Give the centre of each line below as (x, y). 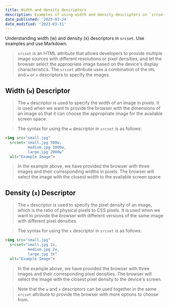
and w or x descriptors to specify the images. (64, 75)
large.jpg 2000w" (46, 152)
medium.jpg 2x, (43, 250)
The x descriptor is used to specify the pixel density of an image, (85, 205)
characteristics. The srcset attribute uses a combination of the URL (86, 70)
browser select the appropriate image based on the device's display (88, 64)
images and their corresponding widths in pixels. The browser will (86, 171)
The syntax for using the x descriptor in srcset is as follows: (80, 231)
